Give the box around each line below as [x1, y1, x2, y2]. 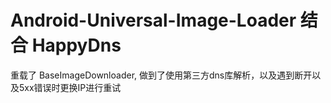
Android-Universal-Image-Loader [10, 9, 297, 32]
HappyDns [31, 34, 122, 57]
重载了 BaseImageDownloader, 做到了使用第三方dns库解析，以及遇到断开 [10, 69, 313, 81]
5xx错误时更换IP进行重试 [18, 81, 122, 93]
